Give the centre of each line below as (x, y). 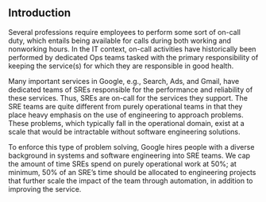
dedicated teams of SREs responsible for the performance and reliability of (131, 90)
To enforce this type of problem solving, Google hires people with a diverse (131, 147)
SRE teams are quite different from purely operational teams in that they (125, 106)
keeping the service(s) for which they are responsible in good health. (121, 66)
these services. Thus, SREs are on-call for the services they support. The (128, 97)
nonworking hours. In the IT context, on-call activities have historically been (132, 49)
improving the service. (45, 189)
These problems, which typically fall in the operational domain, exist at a (126, 123)
